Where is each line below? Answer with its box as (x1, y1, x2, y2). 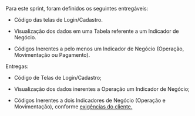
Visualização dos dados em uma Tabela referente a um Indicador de (14, 28, 179, 35)
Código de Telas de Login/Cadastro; (14, 74, 102, 81)
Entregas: (5, 63, 29, 70)
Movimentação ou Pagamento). (14, 52, 90, 58)
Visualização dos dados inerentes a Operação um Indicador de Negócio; (14, 86, 190, 93)
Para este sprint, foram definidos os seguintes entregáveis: (5, 5, 149, 12)
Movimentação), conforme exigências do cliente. (14, 103, 133, 110)
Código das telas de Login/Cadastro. (14, 16, 103, 23)
